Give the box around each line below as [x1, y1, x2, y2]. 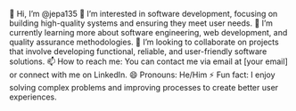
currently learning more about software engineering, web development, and [9, 28, 288, 37]
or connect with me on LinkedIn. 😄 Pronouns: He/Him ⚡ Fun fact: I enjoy [9, 69, 275, 80]
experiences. [9, 91, 58, 102]
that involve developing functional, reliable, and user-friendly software [9, 46, 267, 57]
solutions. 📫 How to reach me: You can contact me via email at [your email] [9, 56, 288, 67]
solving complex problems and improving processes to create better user [9, 83, 279, 92]
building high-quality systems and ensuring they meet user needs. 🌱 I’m [9, 18, 274, 28]
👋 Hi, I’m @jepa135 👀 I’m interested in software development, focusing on [9, 9, 278, 19]
